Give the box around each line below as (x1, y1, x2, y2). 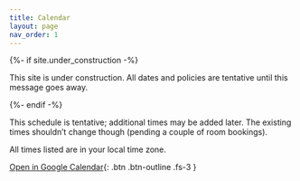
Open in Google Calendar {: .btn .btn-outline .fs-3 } (9, 162, 197, 173)
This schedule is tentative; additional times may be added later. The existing (9, 117, 292, 128)
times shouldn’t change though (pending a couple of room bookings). (9, 127, 268, 138)
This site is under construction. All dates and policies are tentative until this (9, 72, 288, 83)
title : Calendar (9, 13, 70, 23)
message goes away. (9, 82, 89, 93)
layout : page (9, 22, 59, 31)
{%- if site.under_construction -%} (9, 55, 138, 66)
